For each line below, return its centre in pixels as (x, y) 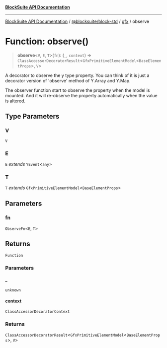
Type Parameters (32, 116)
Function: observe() (47, 41)
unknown (13, 290)
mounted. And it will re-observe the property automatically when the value (81, 95)
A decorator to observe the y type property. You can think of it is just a (77, 75)
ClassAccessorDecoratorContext (38, 312)
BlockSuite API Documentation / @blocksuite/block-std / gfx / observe (77, 21)
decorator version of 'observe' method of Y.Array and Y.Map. (68, 80)
